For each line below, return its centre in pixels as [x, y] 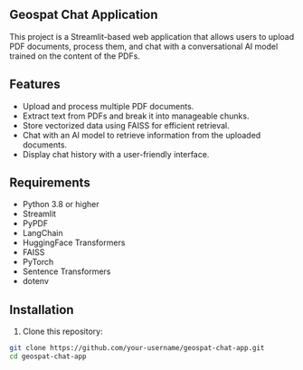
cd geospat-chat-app [48, 356]
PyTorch [38, 262]
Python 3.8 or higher [61, 204]
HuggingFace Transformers [74, 242]
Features [35, 85]
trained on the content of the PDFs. [75, 56]
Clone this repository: [62, 332]
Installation [42, 310]
